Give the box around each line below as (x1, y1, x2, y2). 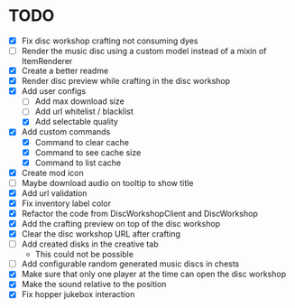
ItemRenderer (21, 56, 73, 67)
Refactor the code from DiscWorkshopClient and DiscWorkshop (21, 208, 258, 219)
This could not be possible (34, 249, 134, 260)
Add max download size (34, 96, 125, 107)
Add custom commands (21, 126, 111, 137)
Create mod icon (21, 167, 84, 178)
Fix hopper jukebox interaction (21, 289, 135, 300)
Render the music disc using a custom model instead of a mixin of (21, 46, 267, 56)
